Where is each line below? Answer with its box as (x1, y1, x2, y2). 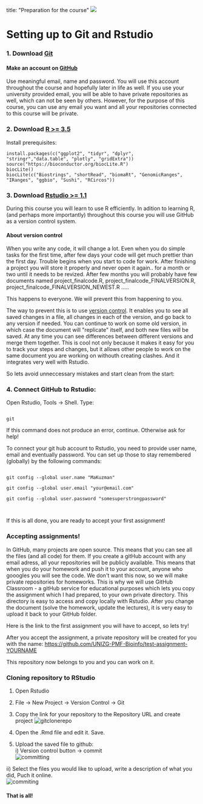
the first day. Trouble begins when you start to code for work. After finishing (6, 258, 196, 265)
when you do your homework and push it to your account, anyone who (6, 565, 183, 572)
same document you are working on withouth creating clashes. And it (6, 352, 180, 360)
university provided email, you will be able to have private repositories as (6, 91, 188, 98)
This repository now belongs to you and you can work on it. (6, 658, 155, 665)
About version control (6, 231, 62, 239)
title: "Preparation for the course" (6, 7, 90, 13)
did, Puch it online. (6, 772, 53, 779)
